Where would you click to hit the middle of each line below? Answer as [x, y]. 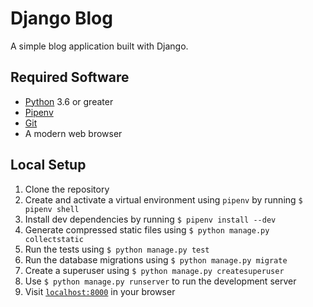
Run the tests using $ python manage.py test [117, 249]
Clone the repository [67, 189]
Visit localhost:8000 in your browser [100, 291]
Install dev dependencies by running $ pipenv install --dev [150, 219]
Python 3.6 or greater [69, 101]
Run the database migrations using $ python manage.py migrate [156, 259]
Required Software [70, 77]
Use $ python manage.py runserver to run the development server [160, 281]
